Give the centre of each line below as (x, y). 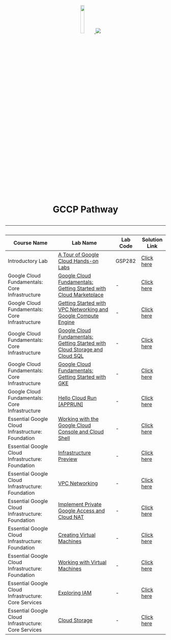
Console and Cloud (81, 432)
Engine (66, 322)
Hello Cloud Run (77, 398)
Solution (152, 240)
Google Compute (78, 316)
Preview (67, 459)
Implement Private (80, 504)
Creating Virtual (77, 535)
